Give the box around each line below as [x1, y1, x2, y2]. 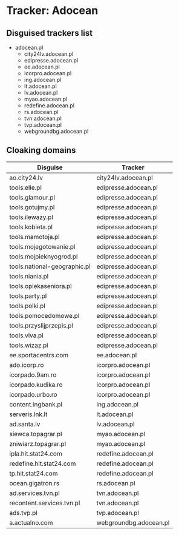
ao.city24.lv [9, 173, 44, 182]
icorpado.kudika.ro [9, 380, 63, 389]
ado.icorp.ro [9, 360, 44, 369]
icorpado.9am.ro [9, 371, 57, 379]
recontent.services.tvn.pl [9, 499, 80, 507]
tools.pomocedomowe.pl [9, 311, 80, 320]
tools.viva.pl [9, 331, 44, 340]
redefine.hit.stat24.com [9, 459, 76, 468]
